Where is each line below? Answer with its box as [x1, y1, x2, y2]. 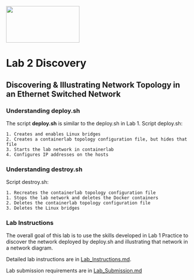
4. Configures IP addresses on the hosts [6, 152, 109, 158]
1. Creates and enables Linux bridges [6, 131, 101, 137]
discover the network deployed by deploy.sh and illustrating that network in [6, 238, 189, 245]
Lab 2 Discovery [6, 57, 87, 70]
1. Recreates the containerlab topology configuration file [6, 190, 156, 196]
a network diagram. [6, 244, 53, 251]
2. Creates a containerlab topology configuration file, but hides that [6, 136, 188, 142]
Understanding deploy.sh [6, 107, 80, 115]
